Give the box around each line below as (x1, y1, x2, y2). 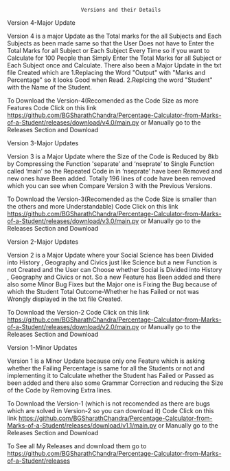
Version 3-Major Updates (7, 139, 79, 147)
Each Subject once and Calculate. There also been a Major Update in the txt (7, 61, 222, 69)
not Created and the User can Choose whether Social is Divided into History (7, 266, 222, 273)
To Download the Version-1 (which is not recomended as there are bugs (7, 399, 211, 408)
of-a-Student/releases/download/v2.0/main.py (7, 323, 139, 331)
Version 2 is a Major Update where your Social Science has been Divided (7, 251, 214, 259)
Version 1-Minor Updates (7, 344, 78, 351)
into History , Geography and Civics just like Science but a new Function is (7, 258, 218, 266)
